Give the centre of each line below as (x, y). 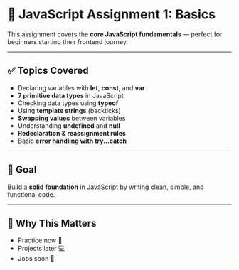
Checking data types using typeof (68, 103)
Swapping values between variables (71, 118)
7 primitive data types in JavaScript (71, 95)
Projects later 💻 (41, 249)
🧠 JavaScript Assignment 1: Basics (111, 15)
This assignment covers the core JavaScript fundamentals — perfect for (115, 34)
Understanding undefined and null (69, 125)
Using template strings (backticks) (69, 110)
